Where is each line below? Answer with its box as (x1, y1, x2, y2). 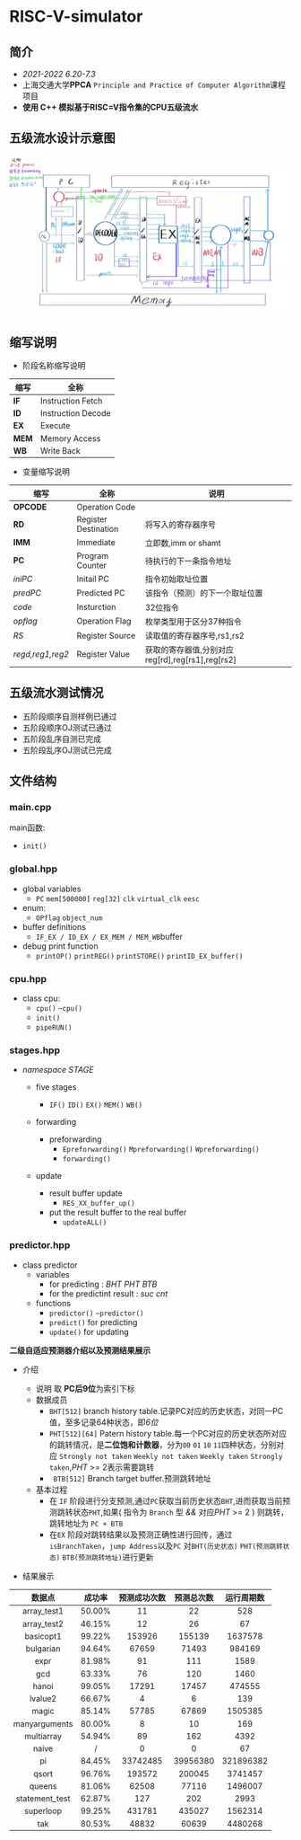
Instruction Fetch (39, 395, 103, 406)
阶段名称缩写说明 (21, 360, 86, 371)
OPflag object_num (35, 914, 103, 923)
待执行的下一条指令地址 (144, 555, 232, 566)
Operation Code (76, 501, 136, 513)
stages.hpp (9, 1044, 61, 1057)
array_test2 (21, 1618, 64, 1629)
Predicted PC (76, 587, 125, 598)
